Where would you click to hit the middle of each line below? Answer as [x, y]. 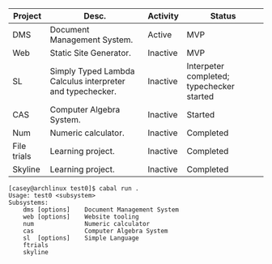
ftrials [36, 245]
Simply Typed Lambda [92, 71]
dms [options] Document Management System [101, 210]
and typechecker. [83, 91]
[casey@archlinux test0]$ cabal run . [74, 189]
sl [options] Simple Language [81, 238]
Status [223, 16]
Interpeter [206, 66]
